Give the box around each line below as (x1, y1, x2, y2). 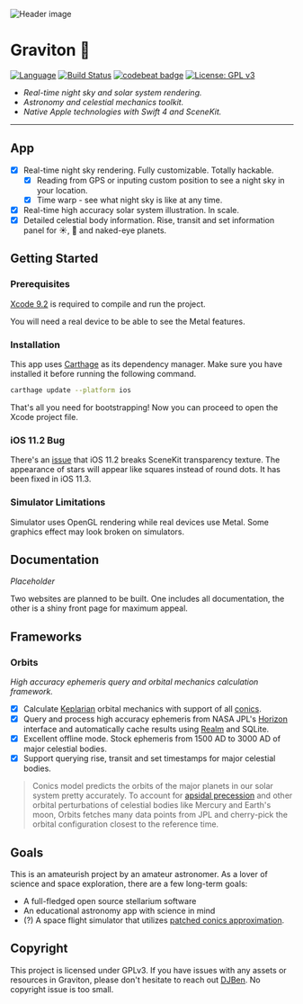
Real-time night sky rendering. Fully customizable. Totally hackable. (22, 165, 274, 175)
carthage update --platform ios (10, 386, 131, 395)
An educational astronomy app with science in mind (22, 905, 216, 917)
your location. (36, 184, 88, 195)
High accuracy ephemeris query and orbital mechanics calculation (10, 677, 259, 687)
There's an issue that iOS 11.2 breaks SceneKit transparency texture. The (10, 454, 281, 465)
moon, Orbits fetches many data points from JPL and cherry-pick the (31, 810, 289, 820)
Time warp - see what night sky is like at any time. (36, 194, 223, 205)
